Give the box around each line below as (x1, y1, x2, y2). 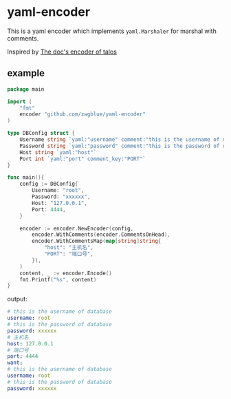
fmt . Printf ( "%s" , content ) (19, 276, 97, 283)
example (7, 67, 45, 79)
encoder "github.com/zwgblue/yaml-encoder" (19, 111, 146, 118)
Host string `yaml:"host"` (19, 149, 97, 155)
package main (7, 85, 45, 93)
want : (7, 359, 23, 367)
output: (7, 295, 27, 303)
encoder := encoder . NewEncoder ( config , (19, 225, 134, 232)
